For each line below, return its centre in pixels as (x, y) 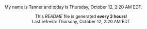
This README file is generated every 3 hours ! (81, 16)
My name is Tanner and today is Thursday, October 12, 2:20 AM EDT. (73, 7)
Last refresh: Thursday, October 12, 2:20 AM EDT (81, 22)
